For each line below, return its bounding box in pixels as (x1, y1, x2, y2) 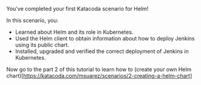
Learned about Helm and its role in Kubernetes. (15, 28, 134, 36)
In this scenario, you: (6, 17, 59, 24)
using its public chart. (15, 42, 70, 48)
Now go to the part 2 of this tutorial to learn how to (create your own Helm (6, 66, 192, 73)
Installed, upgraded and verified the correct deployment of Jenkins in (15, 48, 189, 55)
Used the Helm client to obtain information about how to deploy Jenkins (15, 35, 195, 42)
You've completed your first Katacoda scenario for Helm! (6, 5, 149, 12)
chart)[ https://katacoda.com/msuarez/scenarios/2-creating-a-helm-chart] (6, 72, 192, 79)
